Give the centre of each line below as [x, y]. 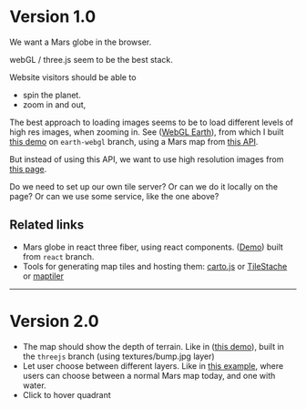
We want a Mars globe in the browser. [81, 42]
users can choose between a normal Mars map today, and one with [149, 375]
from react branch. [58, 256]
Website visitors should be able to [73, 77]
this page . [28, 169]
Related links [47, 225]
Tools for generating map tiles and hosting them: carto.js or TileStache [155, 266]
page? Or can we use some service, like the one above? [114, 196]
